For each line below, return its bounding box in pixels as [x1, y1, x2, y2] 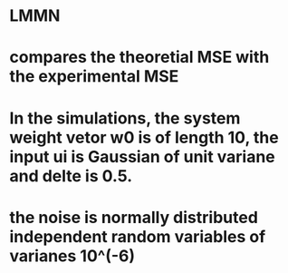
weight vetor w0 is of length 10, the [9, 127, 279, 148]
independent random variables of [9, 226, 266, 247]
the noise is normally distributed [9, 207, 258, 228]
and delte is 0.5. [9, 165, 133, 186]
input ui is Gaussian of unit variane [9, 146, 276, 167]
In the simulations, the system [9, 108, 241, 128]
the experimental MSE [9, 66, 179, 87]
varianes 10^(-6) [9, 246, 136, 266]
